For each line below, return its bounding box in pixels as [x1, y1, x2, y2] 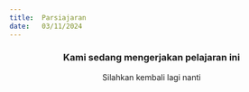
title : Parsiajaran [9, 13, 88, 23]
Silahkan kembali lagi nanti [102, 71, 201, 82]
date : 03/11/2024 [9, 22, 83, 31]
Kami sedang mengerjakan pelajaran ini [62, 51, 241, 64]
